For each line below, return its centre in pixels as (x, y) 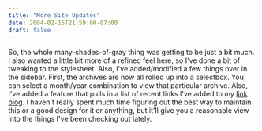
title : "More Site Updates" (54, 15)
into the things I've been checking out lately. (80, 119)
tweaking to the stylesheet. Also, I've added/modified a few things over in (128, 69)
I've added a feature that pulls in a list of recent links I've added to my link (128, 94)
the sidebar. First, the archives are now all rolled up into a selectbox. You (126, 77)
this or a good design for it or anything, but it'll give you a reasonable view (129, 111)
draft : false (30, 30)
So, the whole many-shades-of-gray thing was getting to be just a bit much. (131, 53)
